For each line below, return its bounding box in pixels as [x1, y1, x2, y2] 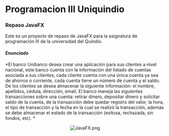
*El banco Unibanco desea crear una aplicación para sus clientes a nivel [5, 61, 157, 67]
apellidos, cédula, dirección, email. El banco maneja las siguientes [5, 88, 143, 94]
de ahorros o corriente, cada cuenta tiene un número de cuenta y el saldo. [5, 77, 160, 83]
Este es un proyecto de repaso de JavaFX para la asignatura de [5, 33, 138, 39]
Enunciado [5, 50, 29, 56]
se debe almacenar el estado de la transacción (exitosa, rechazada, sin [5, 110, 153, 116]
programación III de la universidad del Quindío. [5, 38, 103, 44]
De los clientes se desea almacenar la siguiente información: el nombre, [5, 82, 155, 89]
